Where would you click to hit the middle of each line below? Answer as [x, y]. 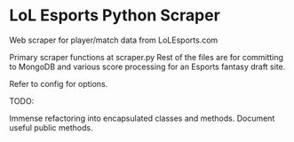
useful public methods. [51, 127]
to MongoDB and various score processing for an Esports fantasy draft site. [147, 67]
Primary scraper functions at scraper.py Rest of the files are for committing [147, 57]
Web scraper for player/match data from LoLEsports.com [114, 40]
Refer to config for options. [59, 83]
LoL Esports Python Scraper [115, 16]
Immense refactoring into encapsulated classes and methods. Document [142, 118]
